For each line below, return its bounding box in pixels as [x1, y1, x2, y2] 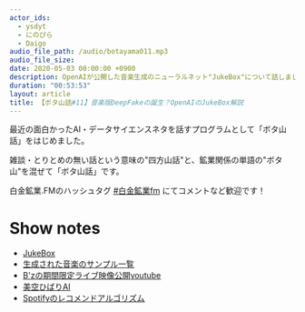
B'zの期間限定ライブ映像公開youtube [22, 270, 162, 281]
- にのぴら [17, 30, 54, 39]
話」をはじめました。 [9, 136, 89, 146]
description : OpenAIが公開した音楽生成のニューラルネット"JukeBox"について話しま [9, 73, 292, 82]
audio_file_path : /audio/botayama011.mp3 [9, 47, 169, 56]
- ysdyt [17, 22, 47, 31]
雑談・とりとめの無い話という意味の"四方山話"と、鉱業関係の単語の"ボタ [9, 155, 283, 166]
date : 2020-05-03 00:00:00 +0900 [9, 65, 136, 74]
